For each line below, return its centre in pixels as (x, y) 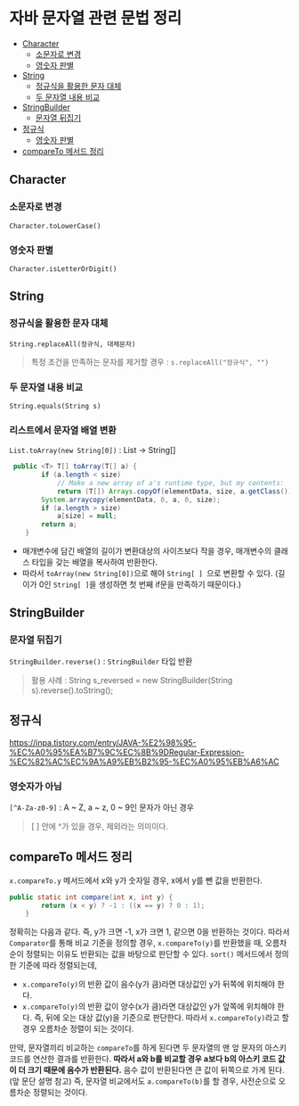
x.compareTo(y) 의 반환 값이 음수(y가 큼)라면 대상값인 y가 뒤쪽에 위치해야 (149, 984)
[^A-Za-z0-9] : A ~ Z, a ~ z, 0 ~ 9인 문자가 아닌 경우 (101, 807)
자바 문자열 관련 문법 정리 (96, 18)
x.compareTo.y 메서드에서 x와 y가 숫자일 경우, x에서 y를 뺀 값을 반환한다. (136, 880)
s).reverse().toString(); (72, 690)
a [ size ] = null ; (87, 516)
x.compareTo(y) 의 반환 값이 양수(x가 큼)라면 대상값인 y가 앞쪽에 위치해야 (149, 1007)
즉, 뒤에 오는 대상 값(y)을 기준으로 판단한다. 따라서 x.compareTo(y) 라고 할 (162, 1018)
